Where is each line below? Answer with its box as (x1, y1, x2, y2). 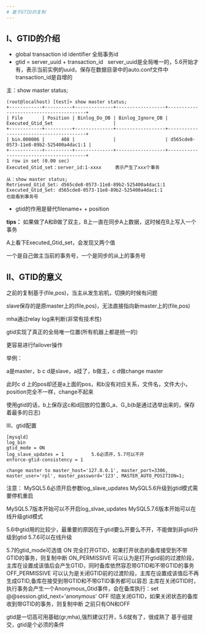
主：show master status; (6, 87, 69, 94)
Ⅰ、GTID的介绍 (6, 33, 61, 44)
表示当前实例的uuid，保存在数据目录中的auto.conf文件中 (26, 66, 169, 74)
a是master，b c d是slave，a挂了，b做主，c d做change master (6, 368, 163, 375)
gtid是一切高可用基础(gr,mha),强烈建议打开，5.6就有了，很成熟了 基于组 (6, 613, 188, 620)
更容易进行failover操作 (6, 341, 63, 349)
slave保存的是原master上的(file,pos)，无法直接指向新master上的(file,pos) (6, 302, 191, 310)
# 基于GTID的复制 (6, 9, 46, 15)
